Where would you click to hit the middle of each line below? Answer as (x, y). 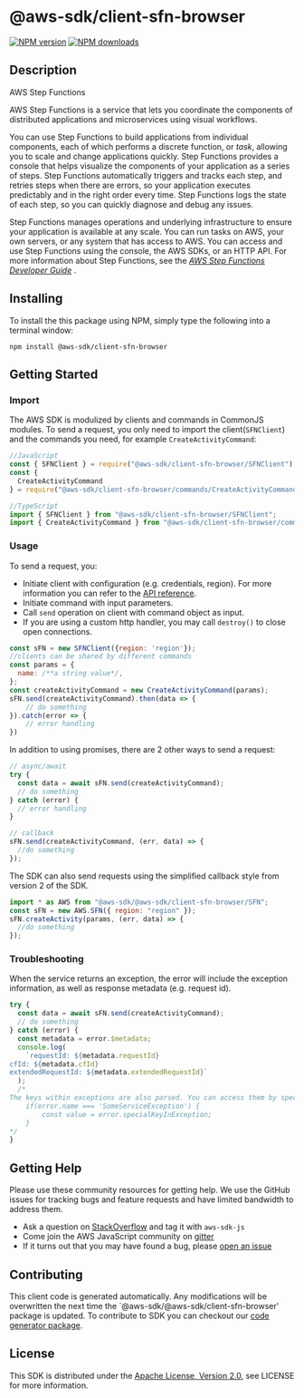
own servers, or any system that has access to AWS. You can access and (146, 241)
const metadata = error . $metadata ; (85, 1039)
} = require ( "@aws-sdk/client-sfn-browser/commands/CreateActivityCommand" (155, 490)
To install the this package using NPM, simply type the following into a (140, 320)
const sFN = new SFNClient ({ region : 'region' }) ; (103, 648)
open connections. (57, 631)
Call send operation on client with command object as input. (133, 612)
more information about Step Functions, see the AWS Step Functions (137, 260)
